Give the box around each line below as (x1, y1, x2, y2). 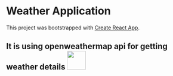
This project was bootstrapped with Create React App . (6, 24, 140, 31)
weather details (6, 62, 66, 72)
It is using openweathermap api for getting (6, 41, 168, 51)
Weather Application (6, 4, 112, 18)
